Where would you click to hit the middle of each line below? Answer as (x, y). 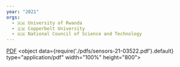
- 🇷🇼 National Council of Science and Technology (77, 34)
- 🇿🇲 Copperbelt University (48, 28)
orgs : (13, 17)
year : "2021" (23, 12)
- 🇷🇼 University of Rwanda (47, 23)
